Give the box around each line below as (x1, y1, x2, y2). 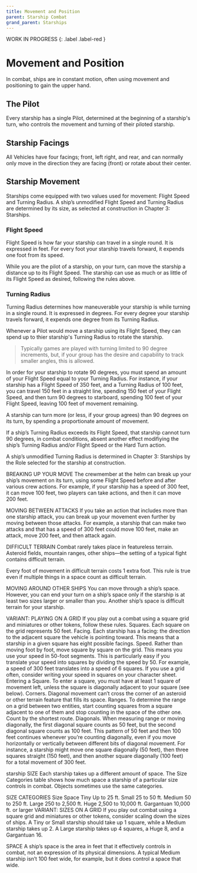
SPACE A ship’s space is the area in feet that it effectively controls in (6, 843, 172, 850)
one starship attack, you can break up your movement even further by (6, 513, 176, 520)
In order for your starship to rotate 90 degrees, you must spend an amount (6, 369, 186, 376)
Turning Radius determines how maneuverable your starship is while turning (6, 303, 191, 310)
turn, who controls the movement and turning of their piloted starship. (6, 121, 175, 128)
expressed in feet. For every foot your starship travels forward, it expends (6, 245, 185, 253)
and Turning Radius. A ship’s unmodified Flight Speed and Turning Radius (6, 198, 184, 206)
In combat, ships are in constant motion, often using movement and (6, 76, 169, 83)
